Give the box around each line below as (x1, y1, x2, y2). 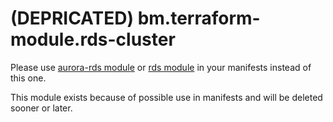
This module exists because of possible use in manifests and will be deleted (10, 91, 323, 103)
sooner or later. (10, 102, 73, 114)
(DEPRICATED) (10, 7, 135, 30)
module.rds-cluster (10, 28, 176, 51)
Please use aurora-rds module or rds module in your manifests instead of (10, 61, 312, 73)
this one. (10, 72, 47, 84)
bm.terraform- (137, 7, 261, 30)
